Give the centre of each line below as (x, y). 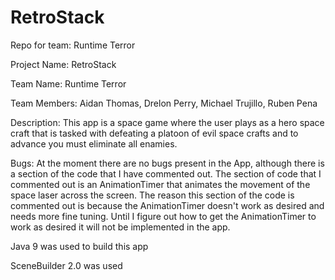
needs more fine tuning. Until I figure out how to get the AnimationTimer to (163, 216)
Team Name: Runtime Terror (68, 83)
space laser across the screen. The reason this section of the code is (152, 195)
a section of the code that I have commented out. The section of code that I (166, 173)
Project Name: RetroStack (63, 64)
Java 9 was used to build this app (79, 246)
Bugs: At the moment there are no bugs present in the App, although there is (167, 163)
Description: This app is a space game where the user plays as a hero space (167, 122)
